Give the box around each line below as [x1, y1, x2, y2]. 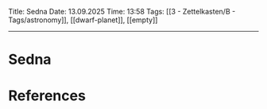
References [8, 87, 86, 105]
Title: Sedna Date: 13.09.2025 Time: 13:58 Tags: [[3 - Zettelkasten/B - [8, 7, 236, 16]
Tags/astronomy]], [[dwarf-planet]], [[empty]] [8, 15, 158, 25]
